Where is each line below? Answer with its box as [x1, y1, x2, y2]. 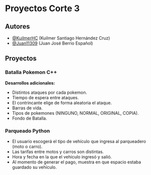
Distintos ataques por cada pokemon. [12, 89, 87, 95]
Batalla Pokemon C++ [5, 69, 57, 76]
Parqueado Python [5, 127, 50, 134]
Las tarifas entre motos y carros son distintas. [12, 149, 104, 155]
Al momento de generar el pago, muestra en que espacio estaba [12, 159, 141, 165]
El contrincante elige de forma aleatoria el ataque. [12, 100, 112, 105]
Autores [5, 22, 30, 31]
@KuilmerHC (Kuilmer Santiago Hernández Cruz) [12, 35, 110, 41]
